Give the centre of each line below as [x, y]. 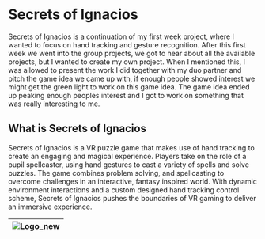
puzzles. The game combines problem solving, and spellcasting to [116, 173]
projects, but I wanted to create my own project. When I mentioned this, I [127, 62]
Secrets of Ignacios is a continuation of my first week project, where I [121, 36]
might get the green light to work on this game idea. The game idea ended [129, 87]
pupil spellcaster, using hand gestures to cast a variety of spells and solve [129, 165]
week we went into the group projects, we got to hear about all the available [132, 53]
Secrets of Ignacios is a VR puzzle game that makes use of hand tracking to [131, 147]
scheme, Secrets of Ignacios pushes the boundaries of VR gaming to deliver [132, 198]
